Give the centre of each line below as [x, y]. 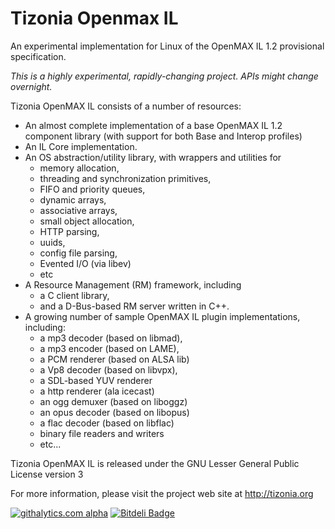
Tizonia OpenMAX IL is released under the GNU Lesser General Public [155, 463]
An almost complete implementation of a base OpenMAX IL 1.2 [153, 125]
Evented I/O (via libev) [85, 263]
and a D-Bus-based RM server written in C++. [134, 306]
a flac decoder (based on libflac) [107, 423]
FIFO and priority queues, [92, 189]
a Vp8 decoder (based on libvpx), [108, 369]
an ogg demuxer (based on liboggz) [113, 401]
